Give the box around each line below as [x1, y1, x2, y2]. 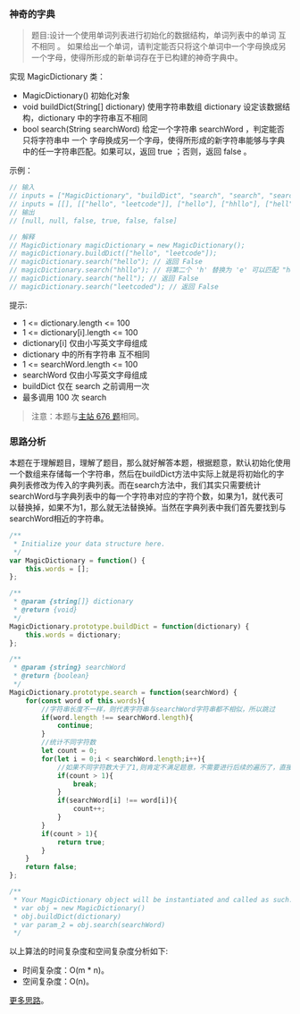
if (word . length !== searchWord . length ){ [41, 713, 194, 722]
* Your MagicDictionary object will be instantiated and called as [12, 895, 270, 904]
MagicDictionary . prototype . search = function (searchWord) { [9, 688, 238, 697]
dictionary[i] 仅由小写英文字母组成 [21, 337, 148, 348]
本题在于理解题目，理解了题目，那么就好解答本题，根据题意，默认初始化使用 [9, 458, 291, 469]
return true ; [56, 838, 105, 847]
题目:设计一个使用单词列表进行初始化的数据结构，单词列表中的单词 [30, 30, 277, 41]
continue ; [56, 722, 94, 731]
